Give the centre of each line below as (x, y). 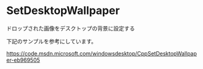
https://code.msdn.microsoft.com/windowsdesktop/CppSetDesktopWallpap (102, 53)
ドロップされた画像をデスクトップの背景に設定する (71, 28)
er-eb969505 (23, 60)
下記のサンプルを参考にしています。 (51, 41)
